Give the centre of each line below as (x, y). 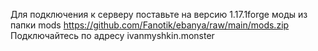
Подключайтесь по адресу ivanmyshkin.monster (112, 35)
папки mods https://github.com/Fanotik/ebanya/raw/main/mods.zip (150, 25)
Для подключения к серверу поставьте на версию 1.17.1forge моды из (159, 14)
